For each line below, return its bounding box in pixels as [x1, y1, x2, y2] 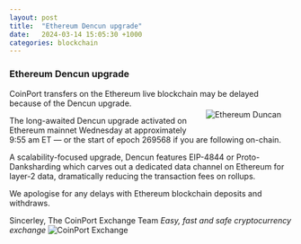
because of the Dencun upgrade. [9, 98, 132, 109]
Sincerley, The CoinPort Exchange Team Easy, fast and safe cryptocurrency [9, 214, 292, 225]
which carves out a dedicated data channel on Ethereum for [62, 161, 285, 171]
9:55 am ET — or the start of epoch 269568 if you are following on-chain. [9, 134, 281, 144]
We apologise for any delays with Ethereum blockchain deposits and [9, 187, 262, 198]
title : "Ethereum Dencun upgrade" [9, 22, 143, 30]
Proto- [235, 152, 261, 162]
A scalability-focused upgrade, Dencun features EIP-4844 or [9, 152, 235, 162]
